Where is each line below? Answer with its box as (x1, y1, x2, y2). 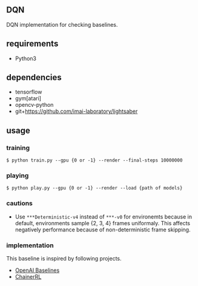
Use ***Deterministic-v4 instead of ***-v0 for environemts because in (15, 213, 193, 220)
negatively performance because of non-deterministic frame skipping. (15, 226, 191, 233)
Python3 (15, 55, 36, 62)
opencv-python (15, 101, 54, 109)
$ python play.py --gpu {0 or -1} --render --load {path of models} (6, 185, 183, 191)
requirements (6, 39, 59, 49)
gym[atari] (15, 95, 41, 102)
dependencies (6, 72, 62, 83)
